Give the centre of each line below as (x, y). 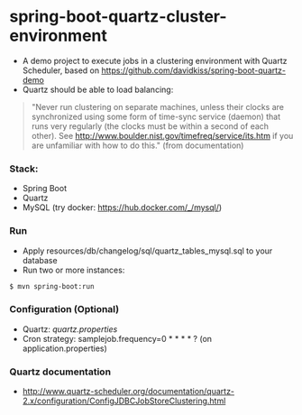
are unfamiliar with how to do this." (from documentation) (137, 145)
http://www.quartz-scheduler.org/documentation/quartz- (128, 391)
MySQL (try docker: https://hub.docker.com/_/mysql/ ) (122, 207)
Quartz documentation (60, 372)
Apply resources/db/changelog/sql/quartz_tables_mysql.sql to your (147, 251)
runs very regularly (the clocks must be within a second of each (150, 126)
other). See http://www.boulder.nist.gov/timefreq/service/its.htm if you (162, 135)
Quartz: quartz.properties (70, 329)
